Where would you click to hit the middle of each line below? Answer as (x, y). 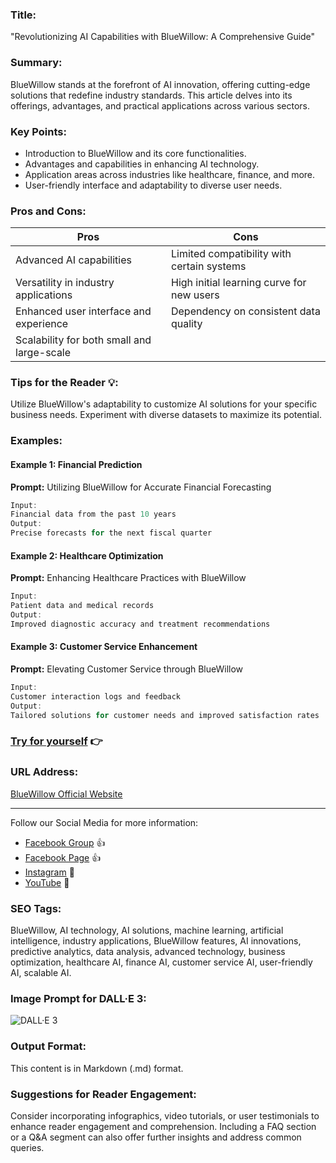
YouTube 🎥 (47, 882)
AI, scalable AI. (41, 973)
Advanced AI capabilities (73, 260)
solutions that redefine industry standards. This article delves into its (151, 95)
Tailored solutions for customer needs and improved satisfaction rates (165, 715)
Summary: (36, 63)
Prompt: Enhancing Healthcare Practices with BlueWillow (128, 578)
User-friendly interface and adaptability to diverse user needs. (153, 185)
